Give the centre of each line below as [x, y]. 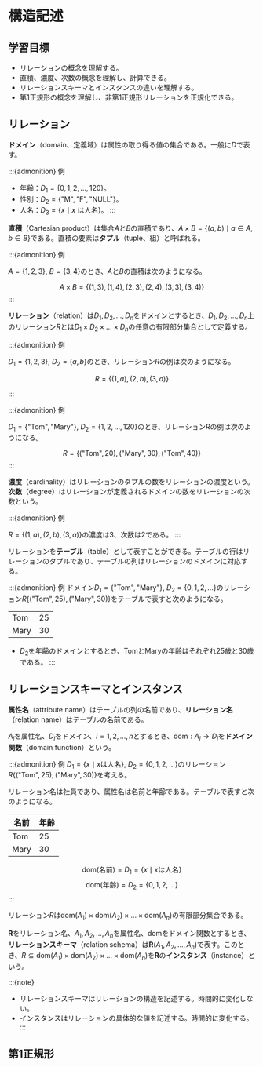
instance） [231, 956]
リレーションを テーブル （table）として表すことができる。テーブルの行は [126, 552]
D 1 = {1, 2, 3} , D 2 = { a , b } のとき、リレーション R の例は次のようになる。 [122, 362]
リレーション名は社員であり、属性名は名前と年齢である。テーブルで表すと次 [131, 792]
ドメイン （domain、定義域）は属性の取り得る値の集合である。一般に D [122, 144]
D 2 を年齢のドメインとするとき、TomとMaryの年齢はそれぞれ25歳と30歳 [137, 652]
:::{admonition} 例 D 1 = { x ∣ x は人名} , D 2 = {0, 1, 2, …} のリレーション [117, 765]
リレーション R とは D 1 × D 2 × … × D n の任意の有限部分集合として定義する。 [133, 328]
